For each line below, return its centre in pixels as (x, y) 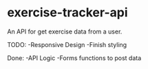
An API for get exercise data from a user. (65, 31)
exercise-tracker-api (67, 13)
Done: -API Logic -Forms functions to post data (74, 58)
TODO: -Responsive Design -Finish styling (67, 44)
